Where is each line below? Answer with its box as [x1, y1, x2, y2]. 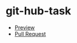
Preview [14, 24, 35, 31]
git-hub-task [5, 4, 72, 18]
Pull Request [14, 30, 46, 37]
